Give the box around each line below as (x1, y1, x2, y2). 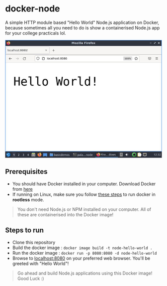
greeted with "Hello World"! (12, 260, 69, 267)
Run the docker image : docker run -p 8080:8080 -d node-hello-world (12, 250, 157, 256)
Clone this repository (12, 239, 56, 245)
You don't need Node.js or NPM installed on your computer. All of (17, 206, 152, 212)
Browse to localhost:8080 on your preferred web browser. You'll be (12, 255, 151, 261)
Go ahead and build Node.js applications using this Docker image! (17, 270, 153, 276)
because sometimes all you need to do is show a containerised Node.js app (5, 24, 160, 30)
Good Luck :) (17, 275, 44, 282)
